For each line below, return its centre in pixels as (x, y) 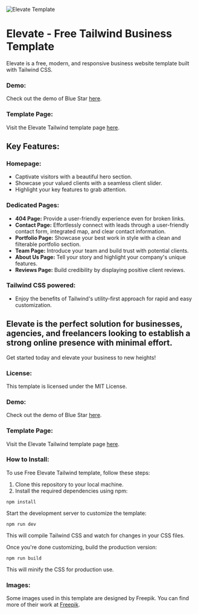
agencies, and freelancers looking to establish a (98, 333)
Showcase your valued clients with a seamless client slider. (88, 183)
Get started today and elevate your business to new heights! (81, 357)
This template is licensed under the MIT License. (67, 386)
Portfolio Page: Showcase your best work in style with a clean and (98, 238)
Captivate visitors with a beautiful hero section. (74, 177)
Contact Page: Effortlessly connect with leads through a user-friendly (102, 225)
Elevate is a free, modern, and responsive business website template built (98, 63)
